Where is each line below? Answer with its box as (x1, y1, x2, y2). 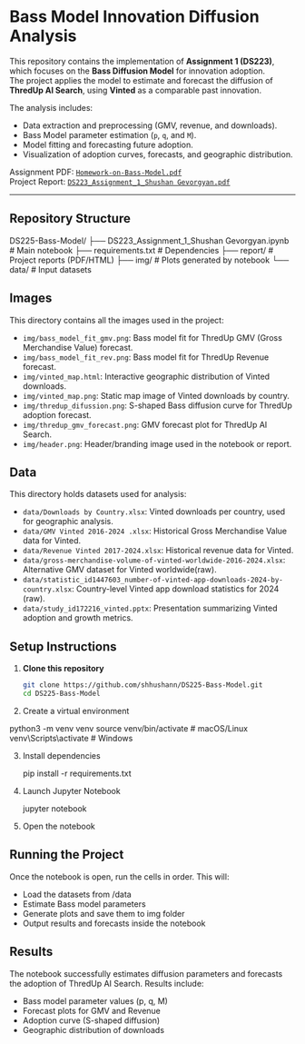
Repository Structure (9, 211, 132, 226)
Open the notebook (22, 820, 95, 831)
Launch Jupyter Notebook (22, 785, 121, 796)
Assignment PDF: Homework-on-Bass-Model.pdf (9, 166, 182, 177)
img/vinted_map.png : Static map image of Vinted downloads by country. (22, 390, 290, 401)
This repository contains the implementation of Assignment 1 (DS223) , (9, 55, 275, 66)
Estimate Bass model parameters (22, 898, 147, 910)
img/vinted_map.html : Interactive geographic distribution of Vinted (22, 371, 271, 382)
